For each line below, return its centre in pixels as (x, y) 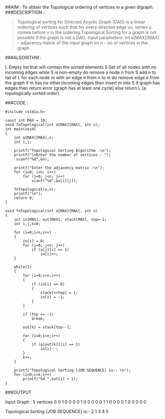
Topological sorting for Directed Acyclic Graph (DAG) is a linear (81, 22)
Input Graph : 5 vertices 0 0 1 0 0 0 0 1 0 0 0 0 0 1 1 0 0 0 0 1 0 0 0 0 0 (76, 402)
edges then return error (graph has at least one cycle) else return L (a (76, 88)
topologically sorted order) (32, 93)
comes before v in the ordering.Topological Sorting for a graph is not (87, 32)
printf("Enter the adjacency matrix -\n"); (59, 168)
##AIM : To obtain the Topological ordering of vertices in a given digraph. (80, 7)
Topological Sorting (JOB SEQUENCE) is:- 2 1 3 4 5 (57, 411)
